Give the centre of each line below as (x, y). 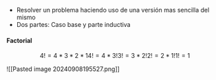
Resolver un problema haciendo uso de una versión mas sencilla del (113, 10)
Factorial (19, 40)
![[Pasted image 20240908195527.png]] (63, 69)
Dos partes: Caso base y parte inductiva (74, 24)
